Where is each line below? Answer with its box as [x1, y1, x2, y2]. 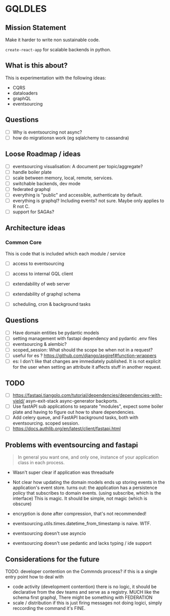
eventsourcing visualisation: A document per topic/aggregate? [12, 163, 143, 169]
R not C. [12, 204, 30, 209]
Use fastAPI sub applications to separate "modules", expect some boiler [12, 403, 163, 409]
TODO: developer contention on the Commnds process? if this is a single [5, 568, 157, 574]
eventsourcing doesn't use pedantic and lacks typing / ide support [12, 540, 152, 546]
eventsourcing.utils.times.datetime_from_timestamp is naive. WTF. [12, 521, 151, 527]
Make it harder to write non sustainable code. [5, 37, 100, 43]
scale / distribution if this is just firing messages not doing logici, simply [12, 600, 162, 606]
